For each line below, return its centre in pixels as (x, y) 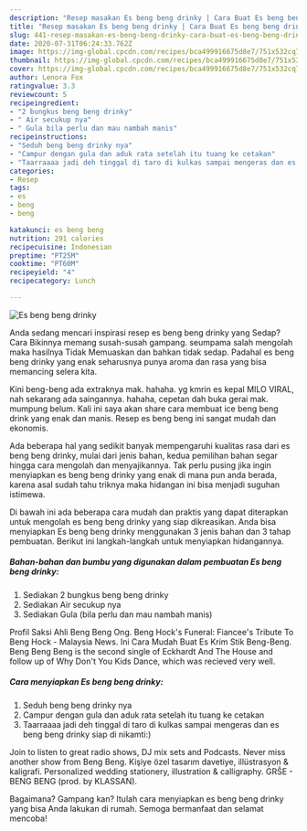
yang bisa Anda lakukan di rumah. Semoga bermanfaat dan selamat (137, 808)
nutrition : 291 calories (57, 239)
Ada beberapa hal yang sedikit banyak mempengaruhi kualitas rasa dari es (150, 445)
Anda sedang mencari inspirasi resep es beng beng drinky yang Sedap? (145, 332)
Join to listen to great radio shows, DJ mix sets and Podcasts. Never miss (148, 751)
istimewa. (27, 494)
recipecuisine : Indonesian (61, 247)
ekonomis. (29, 428)
